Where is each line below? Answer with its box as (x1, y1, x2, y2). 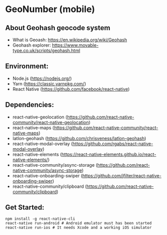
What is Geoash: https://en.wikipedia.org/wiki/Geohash (12, 37, 127, 43)
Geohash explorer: (12, 42, 51, 48)
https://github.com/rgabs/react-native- (72, 141, 153, 147)
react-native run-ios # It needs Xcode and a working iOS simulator (5, 225, 152, 230)
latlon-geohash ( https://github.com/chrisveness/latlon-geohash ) (12, 135, 146, 141)
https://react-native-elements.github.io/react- (61, 151, 156, 157)
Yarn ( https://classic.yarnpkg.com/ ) (12, 80, 87, 86)
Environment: (5, 62, 49, 71)
